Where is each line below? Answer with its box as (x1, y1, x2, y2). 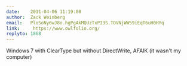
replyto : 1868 (6, 31, 42, 37)
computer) (6, 54, 32, 61)
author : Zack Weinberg (6, 14, 66, 20)
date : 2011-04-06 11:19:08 (6, 8, 82, 15)
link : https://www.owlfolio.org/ (6, 25, 100, 32)
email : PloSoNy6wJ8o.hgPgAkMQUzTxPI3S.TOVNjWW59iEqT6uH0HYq (6, 20, 164, 26)
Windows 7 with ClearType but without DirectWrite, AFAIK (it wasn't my (6, 47, 181, 54)
